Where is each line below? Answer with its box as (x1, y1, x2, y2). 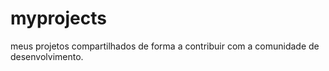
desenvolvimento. (10, 50, 84, 62)
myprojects (10, 7, 107, 30)
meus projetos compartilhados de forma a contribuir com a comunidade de (10, 40, 320, 52)
